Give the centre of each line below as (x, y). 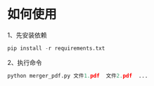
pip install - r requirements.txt (56, 48)
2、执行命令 (25, 62)
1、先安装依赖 (27, 35)
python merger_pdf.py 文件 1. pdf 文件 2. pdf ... (78, 76)
